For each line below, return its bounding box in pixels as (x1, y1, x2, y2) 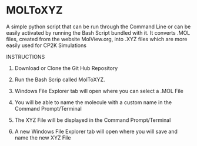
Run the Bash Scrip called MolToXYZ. (14, 76, 105, 83)
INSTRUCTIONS (6, 53, 45, 60)
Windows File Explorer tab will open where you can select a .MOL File (14, 87, 183, 94)
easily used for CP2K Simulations (6, 42, 87, 49)
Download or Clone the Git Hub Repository (14, 64, 118, 71)
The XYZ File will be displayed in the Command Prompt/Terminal (14, 116, 171, 124)
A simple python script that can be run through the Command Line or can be (6, 23, 191, 30)
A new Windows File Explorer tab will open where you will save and (14, 128, 178, 135)
